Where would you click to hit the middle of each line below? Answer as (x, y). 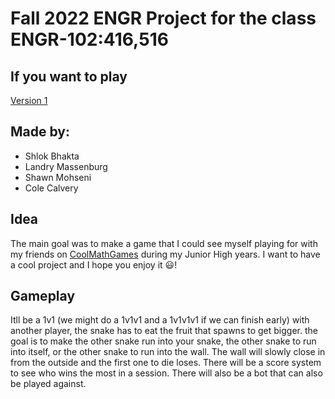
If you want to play (69, 76)
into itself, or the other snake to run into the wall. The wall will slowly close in (168, 352)
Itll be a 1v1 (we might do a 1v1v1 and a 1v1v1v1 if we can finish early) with (160, 320)
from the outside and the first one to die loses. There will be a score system (166, 363)
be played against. (48, 384)
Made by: (40, 132)
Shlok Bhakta (52, 156)
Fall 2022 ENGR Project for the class (163, 18)
